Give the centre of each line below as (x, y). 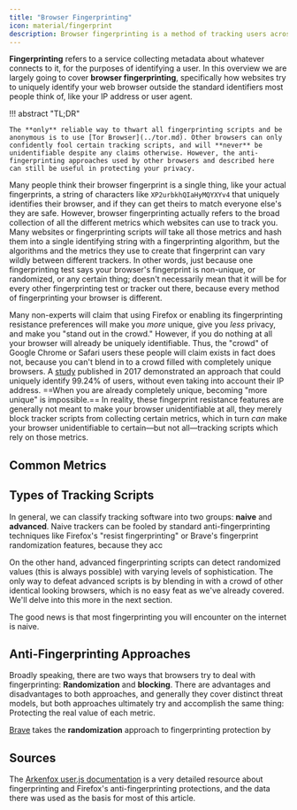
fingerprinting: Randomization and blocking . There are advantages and (140, 685)
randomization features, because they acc (86, 544)
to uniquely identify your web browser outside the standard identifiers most (146, 87)
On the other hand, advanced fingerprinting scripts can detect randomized (145, 562)
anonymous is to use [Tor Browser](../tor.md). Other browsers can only (146, 138)
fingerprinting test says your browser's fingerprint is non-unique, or (133, 270)
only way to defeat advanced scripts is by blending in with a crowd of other (146, 581)
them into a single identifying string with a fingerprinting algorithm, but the (145, 242)
